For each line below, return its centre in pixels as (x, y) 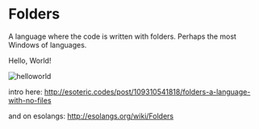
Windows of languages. (48, 44)
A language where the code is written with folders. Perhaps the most (122, 36)
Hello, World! (30, 60)
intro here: (25, 92)
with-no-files (30, 100)
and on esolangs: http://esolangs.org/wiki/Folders (91, 116)
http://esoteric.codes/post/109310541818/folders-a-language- (147, 92)
